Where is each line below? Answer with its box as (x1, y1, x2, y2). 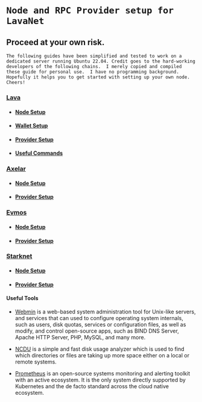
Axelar (6, 165, 26, 173)
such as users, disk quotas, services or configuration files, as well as (14, 321, 186, 328)
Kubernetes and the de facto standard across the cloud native (14, 382, 169, 390)
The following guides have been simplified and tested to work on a (6, 53, 182, 59)
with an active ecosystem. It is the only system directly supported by (14, 376, 186, 383)
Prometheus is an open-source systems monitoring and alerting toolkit (14, 369, 191, 377)
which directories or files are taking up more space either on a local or (14, 351, 190, 359)
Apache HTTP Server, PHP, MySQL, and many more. (14, 333, 146, 341)
